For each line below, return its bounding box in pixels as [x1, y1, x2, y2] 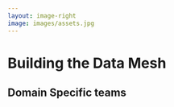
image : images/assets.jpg [7, 19, 94, 27]
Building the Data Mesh [7, 54, 167, 72]
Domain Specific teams [7, 86, 126, 100]
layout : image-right [7, 11, 77, 20]
